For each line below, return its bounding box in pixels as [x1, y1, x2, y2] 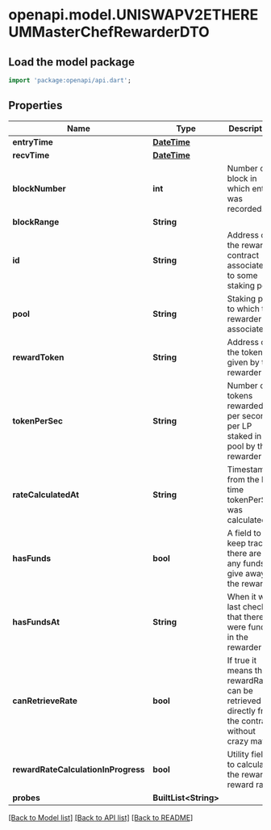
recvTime [12, 150, 50, 161]
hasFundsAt [12, 616, 60, 627]
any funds [227, 558, 265, 569]
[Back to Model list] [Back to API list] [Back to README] [8, 812, 194, 822]
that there [227, 611, 265, 622]
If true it [227, 655, 256, 666]
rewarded [227, 400, 264, 411]
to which [227, 303, 260, 314]
